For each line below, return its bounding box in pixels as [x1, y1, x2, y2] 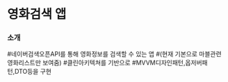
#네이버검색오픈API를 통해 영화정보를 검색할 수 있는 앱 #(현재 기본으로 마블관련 [7, 50, 222, 58]
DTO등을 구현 [14, 67, 52, 76]
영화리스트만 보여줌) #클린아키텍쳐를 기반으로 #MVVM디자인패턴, [7, 58, 186, 67]
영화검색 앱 [7, 6, 67, 22]
